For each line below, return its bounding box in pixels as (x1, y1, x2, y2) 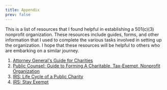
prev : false (5, 12, 31, 17)
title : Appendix (5, 7, 40, 13)
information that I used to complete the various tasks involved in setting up (5, 36, 162, 43)
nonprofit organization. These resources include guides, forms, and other (5, 31, 159, 37)
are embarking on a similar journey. (5, 48, 79, 54)
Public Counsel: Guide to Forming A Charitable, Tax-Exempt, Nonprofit (12, 63, 160, 69)
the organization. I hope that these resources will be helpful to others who (5, 42, 160, 48)
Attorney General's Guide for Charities (12, 57, 93, 63)
